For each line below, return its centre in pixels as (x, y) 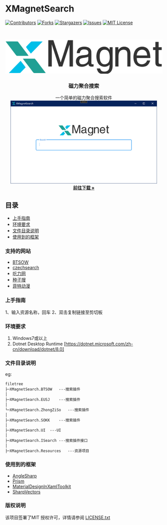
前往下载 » (84, 188)
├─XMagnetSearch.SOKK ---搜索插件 (43, 420)
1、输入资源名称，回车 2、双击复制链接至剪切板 (54, 312)
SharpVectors (26, 491)
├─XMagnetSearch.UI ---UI (33, 430)
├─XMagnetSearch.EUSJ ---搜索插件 (43, 400)
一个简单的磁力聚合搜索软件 (84, 98)
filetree (14, 384)
